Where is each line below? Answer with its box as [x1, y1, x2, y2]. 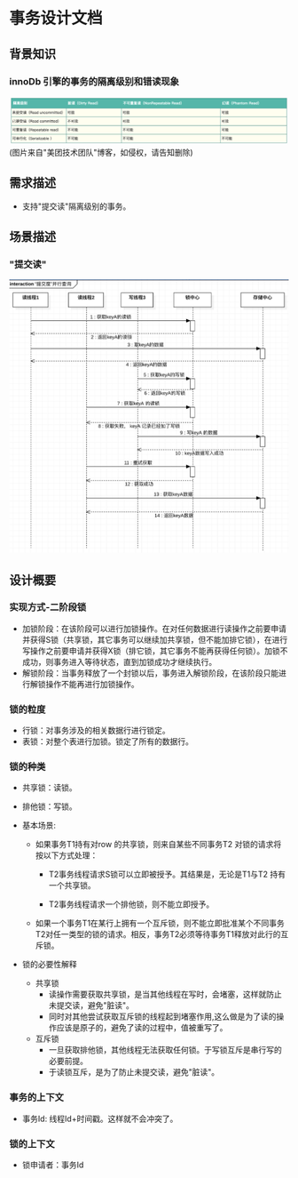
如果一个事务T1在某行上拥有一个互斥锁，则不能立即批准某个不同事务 [35, 918, 286, 929]
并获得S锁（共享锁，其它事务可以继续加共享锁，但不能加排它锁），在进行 [21, 634, 288, 645]
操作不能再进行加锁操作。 [45, 678, 139, 689]
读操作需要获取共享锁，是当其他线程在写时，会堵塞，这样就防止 [48, 989, 282, 1000]
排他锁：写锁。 [21, 801, 77, 812]
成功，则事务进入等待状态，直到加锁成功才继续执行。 [21, 656, 217, 667]
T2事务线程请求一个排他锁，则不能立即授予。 [48, 899, 215, 910]
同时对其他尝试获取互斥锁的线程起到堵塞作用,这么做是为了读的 [48, 1011, 277, 1022]
